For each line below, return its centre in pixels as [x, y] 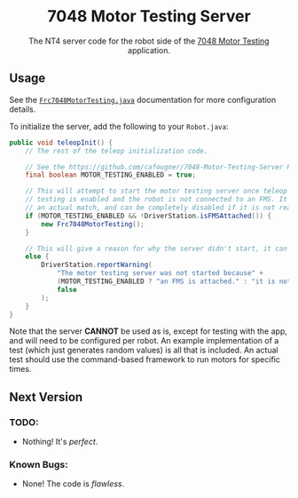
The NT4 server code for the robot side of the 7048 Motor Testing [149, 41]
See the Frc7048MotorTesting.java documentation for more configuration [143, 99]
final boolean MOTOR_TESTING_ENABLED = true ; [111, 175]
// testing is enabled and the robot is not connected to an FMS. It [157, 200]
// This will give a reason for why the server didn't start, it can [157, 249]
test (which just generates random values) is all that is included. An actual [144, 350]
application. [149, 50]
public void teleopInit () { [61, 142]
